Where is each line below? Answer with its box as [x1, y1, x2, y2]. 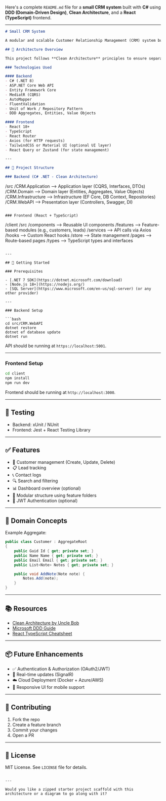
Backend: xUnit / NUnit [12, 422, 59, 428]
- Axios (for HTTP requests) [5, 138, 65, 143]
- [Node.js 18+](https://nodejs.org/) [5, 282, 85, 287]
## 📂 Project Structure [5, 165, 54, 170]
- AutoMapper [5, 97, 32, 102]
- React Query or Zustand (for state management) [5, 147, 110, 152]
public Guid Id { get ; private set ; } [14, 549, 94, 554]
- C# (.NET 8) [5, 78, 35, 83]
